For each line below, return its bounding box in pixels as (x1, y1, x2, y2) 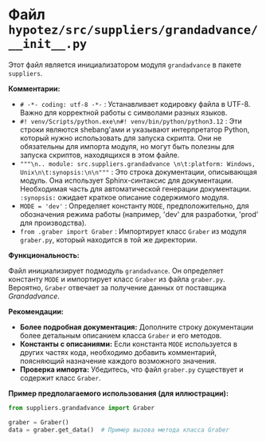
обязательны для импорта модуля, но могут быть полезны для (19, 141, 235, 151)
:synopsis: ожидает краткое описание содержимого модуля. (19, 192, 229, 202)
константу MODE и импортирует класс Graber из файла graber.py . (8, 274, 225, 284)
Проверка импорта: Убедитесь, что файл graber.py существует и (19, 365, 244, 374)
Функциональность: (8, 250, 80, 260)
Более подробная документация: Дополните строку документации (19, 322, 254, 332)
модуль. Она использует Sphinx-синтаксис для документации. (19, 176, 233, 185)
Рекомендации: (8, 306, 64, 316)
